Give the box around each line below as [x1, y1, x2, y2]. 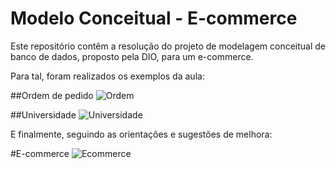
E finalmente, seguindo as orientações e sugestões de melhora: [10, 128, 273, 140]
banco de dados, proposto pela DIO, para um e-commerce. [10, 50, 254, 62]
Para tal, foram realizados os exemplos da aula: [10, 70, 205, 82]
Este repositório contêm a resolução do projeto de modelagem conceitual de [10, 40, 327, 52]
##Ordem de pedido [10, 89, 94, 101]
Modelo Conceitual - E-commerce [10, 7, 298, 30]
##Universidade [10, 108, 77, 121]
